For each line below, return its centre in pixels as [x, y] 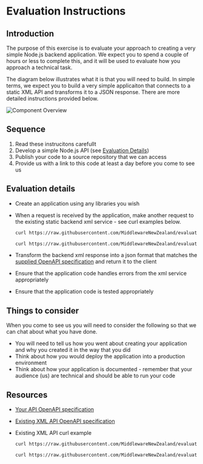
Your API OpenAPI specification [55, 409]
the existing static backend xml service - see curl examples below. [98, 221]
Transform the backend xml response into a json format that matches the [106, 255]
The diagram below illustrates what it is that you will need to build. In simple [101, 79]
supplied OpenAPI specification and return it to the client [86, 261]
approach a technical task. [39, 67]
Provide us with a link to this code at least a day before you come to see [105, 163]
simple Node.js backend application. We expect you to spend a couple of [98, 55]
